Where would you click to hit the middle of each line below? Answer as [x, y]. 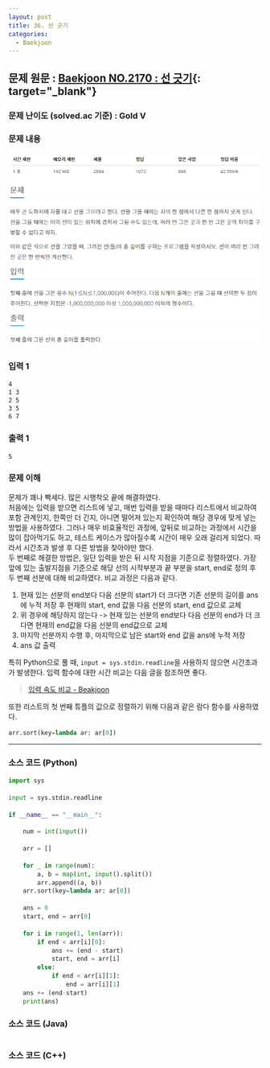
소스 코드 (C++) [37, 1055]
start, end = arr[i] [86, 959]
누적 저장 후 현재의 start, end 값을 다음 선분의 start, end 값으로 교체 [135, 604]
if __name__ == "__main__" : [55, 814]
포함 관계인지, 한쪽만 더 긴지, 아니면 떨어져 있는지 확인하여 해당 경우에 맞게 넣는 [133, 517]
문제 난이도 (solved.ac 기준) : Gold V [77, 115]
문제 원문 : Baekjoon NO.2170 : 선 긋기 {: [104, 78]
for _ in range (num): [59, 865]
